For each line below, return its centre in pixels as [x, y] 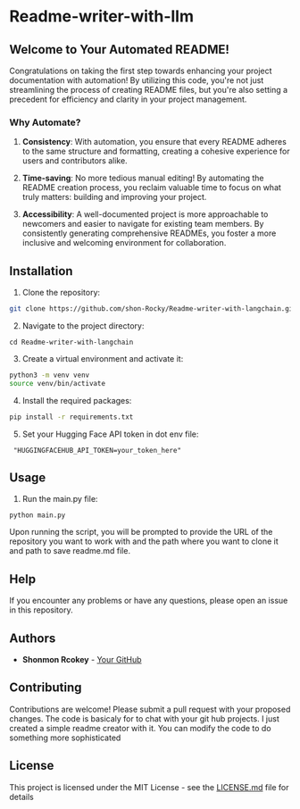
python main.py [37, 515]
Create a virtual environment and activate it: [103, 358]
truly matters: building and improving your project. [114, 197]
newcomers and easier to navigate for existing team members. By [143, 224]
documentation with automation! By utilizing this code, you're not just [137, 80]
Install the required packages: [77, 400]
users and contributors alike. [75, 161]
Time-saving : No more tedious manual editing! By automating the [143, 178]
